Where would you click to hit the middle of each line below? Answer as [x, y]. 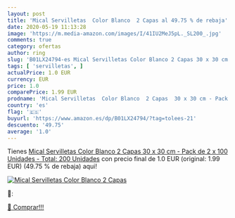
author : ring [26, 53]
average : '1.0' [30, 132]
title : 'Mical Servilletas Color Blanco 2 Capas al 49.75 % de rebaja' [118, 20]
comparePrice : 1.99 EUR [42, 92]
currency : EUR [28, 79]
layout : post [26, 14]
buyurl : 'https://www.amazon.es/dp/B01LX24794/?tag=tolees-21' [102, 118]
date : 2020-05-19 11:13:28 [47, 27]
